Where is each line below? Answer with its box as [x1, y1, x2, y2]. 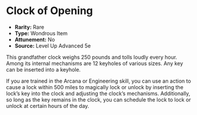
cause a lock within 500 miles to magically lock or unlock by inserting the [6, 83, 183, 90]
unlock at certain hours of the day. [6, 102, 89, 109]
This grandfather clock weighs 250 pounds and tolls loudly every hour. [6, 53, 178, 60]
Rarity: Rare [14, 23, 45, 31]
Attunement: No [14, 36, 55, 43]
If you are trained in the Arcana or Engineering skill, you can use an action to [6, 77, 191, 84]
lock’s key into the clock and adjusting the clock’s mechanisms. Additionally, [6, 90, 191, 97]
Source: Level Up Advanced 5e [14, 42, 91, 49]
